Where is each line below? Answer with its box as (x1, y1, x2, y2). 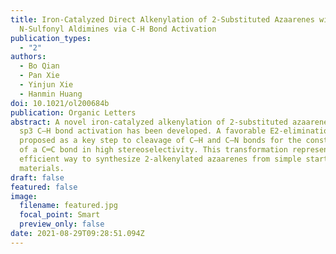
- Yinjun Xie (19, 80, 74, 90)
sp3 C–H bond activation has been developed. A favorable (19, 126, 267, 136)
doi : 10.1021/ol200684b (10, 98, 110, 108)
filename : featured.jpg (19, 201, 118, 211)
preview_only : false (19, 219, 105, 230)
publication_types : (10, 33, 92, 43)
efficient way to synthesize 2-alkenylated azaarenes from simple (19, 154, 302, 164)
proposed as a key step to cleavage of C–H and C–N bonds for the (19, 136, 302, 146)
